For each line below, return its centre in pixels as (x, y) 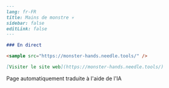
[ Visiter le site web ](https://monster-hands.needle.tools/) (85, 67)
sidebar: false (25, 23)
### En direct (24, 45)
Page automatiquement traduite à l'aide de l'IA (64, 78)
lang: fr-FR (21, 12)
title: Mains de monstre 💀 (40, 17)
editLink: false (27, 29)
